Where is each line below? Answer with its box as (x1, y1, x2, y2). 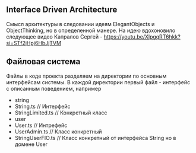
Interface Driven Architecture (6, 5, 118, 15)
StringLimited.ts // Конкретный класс (14, 109, 108, 116)
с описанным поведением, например (6, 85, 102, 92)
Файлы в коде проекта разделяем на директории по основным (6, 72, 167, 79)
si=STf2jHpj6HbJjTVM (6, 39, 61, 46)
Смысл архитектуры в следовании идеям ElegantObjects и (6, 20, 155, 27)
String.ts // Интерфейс (14, 103, 71, 110)
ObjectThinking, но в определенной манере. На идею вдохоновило (6, 27, 176, 34)
